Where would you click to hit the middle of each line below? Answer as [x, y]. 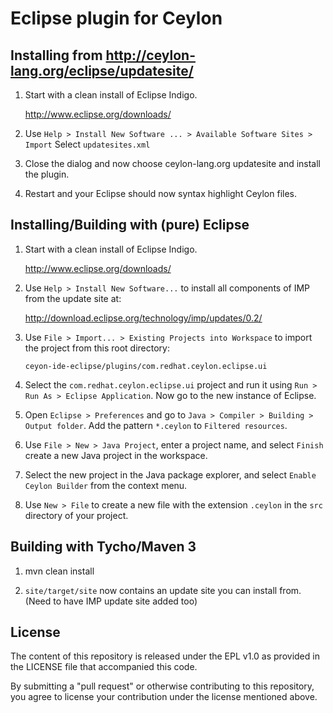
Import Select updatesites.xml [87, 144]
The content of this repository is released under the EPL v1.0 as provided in [165, 656]
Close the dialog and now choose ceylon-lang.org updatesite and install [173, 163]
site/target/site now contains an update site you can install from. [163, 590]
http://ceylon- [150, 55]
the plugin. [47, 174]
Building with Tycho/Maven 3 [103, 547]
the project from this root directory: [97, 348]
